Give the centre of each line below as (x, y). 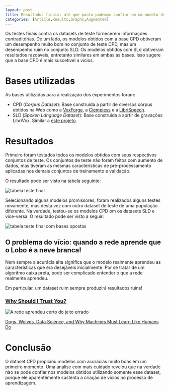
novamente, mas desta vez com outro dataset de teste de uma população (81, 206)
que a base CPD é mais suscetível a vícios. (50, 61)
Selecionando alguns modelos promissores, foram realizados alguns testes (83, 200)
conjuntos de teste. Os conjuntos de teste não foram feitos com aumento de (84, 160)
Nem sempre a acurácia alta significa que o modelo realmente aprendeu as (83, 262)
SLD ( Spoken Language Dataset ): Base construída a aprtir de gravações (88, 115)
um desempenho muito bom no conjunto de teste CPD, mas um (71, 44)
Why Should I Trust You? (36, 301)
